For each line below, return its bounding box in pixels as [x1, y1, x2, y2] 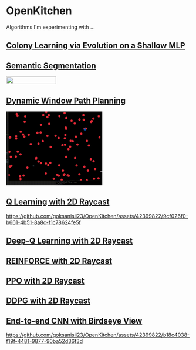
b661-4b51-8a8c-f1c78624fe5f [6, 219, 81, 226]
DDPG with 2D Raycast [6, 296, 91, 306]
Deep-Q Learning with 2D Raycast [6, 236, 133, 246]
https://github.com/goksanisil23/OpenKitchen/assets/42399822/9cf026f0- [6, 212, 189, 219]
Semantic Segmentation [6, 61, 96, 71]
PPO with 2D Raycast [6, 276, 85, 286]
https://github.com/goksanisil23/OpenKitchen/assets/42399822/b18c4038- [6, 331, 190, 339]
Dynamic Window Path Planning [6, 95, 126, 105]
